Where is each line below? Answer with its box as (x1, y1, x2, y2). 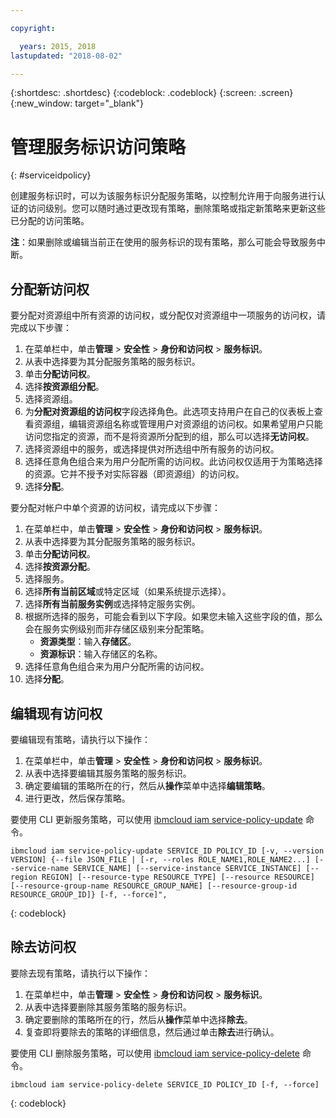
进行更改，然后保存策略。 (24, 792, 131, 804)
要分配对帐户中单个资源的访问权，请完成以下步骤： (10, 502, 221, 514)
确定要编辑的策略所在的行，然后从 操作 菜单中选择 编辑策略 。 (24, 779, 271, 791)
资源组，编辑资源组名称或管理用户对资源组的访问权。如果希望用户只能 (33, 418, 323, 430)
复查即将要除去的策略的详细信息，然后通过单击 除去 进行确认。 (24, 1026, 280, 1038)
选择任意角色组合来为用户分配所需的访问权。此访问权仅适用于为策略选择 (24, 456, 323, 468)
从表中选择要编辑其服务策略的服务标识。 (24, 767, 192, 779)
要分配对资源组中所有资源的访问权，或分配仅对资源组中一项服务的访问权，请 (10, 309, 326, 321)
